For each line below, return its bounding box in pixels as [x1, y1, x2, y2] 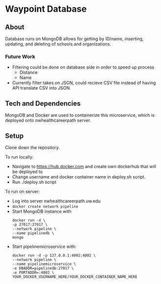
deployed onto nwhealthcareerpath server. [5, 117, 92, 123]
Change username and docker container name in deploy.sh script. [12, 174, 146, 179]
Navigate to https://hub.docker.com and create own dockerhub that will [12, 163, 157, 169]
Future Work [5, 53, 35, 60]
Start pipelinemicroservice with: [12, 243, 77, 249]
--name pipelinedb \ [12, 231, 54, 236]
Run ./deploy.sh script [12, 179, 57, 185]
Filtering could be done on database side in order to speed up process [12, 65, 155, 70]
